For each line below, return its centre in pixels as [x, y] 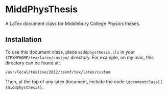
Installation [23, 40]
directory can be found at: [33, 63]
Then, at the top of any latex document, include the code [65, 81]
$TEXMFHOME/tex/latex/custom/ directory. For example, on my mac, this [80, 57]
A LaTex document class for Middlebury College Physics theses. [73, 23]
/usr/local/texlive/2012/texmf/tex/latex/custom [58, 72]
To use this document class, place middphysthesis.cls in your [70, 52]
